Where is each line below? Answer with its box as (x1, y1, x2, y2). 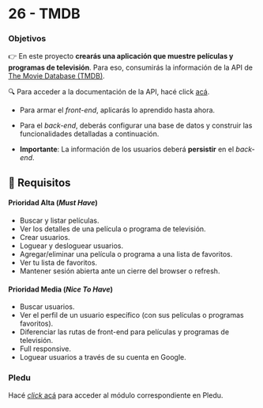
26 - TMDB (8, 5, 81, 23)
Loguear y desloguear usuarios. (19, 241, 124, 250)
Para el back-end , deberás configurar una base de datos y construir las (19, 120, 253, 131)
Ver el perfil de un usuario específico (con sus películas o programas (19, 311, 244, 320)
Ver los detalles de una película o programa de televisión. (19, 224, 207, 234)
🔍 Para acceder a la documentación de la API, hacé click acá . (8, 87, 210, 97)
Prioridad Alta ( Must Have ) (8, 198, 99, 208)
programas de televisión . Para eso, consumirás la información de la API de (8, 63, 253, 72)
